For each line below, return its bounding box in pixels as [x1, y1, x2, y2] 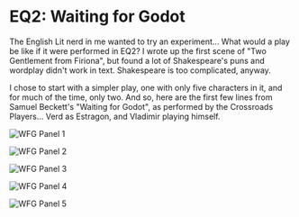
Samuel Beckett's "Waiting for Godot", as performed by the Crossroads [9, 101, 274, 112]
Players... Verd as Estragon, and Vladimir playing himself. [9, 111, 221, 122]
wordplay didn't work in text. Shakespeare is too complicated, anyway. [9, 65, 272, 76]
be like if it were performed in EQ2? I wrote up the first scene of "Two [9, 45, 267, 56]
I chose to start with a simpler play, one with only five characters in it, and [9, 82, 283, 93]
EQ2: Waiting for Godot [9, 6, 186, 27]
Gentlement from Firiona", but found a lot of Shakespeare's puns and [9, 55, 266, 66]
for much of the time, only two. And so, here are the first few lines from [9, 92, 273, 103]
